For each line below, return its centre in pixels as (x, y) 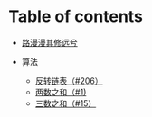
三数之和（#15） (66, 103)
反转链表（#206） (69, 81)
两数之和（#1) (61, 92)
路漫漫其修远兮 (49, 42)
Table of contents (76, 17)
